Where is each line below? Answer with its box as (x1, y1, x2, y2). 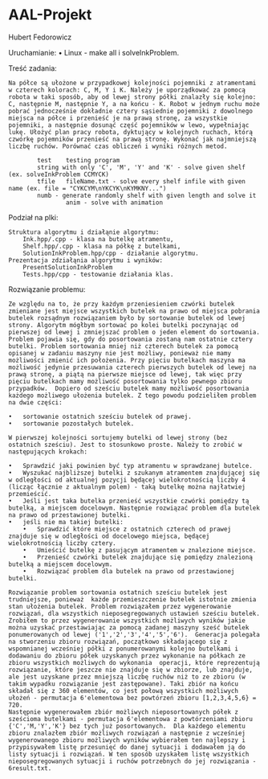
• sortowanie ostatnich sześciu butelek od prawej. (8, 412, 193, 420)
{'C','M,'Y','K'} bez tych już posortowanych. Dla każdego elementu (8, 722, 246, 730)
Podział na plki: (8, 212, 59, 222)
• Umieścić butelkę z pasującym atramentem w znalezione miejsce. (22, 546, 257, 554)
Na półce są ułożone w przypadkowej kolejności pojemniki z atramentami (8, 79, 257, 87)
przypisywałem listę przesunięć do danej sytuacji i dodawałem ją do (8, 743, 246, 751)
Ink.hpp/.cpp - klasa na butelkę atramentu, (22, 235, 174, 243)
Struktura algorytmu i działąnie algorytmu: (8, 228, 160, 236)
